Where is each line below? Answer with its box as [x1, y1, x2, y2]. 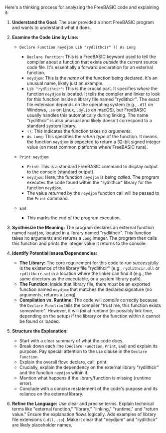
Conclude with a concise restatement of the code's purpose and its [19, 385, 158, 391]
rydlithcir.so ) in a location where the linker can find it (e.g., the [19, 270, 152, 276]
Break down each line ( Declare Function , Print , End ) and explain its [19, 343, 158, 349]
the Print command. [26, 195, 69, 201]
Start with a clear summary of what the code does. [19, 338, 124, 343]
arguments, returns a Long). [19, 292, 77, 297]
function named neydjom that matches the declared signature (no [19, 286, 153, 292]
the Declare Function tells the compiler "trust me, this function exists [19, 302, 162, 308]
